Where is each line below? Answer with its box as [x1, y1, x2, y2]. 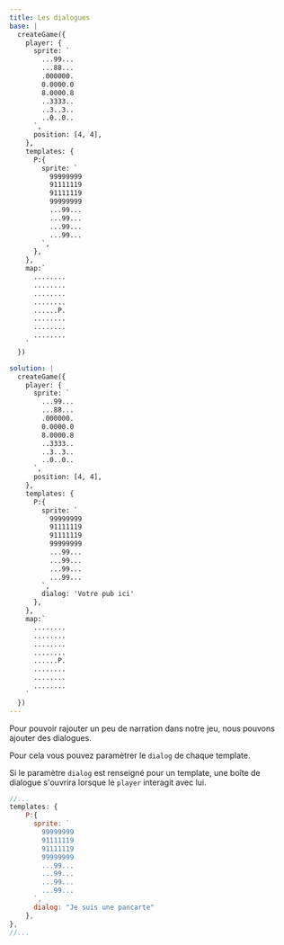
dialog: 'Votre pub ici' [41, 590, 135, 599]
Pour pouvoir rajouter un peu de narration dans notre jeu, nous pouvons [9, 723, 276, 734]
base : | [9, 22, 39, 31]
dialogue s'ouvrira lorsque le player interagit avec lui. [9, 777, 207, 788]
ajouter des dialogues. [9, 732, 92, 743]
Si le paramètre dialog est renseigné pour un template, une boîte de [9, 767, 261, 778]
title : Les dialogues [9, 13, 91, 22]
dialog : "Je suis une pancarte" [32, 903, 155, 912]
